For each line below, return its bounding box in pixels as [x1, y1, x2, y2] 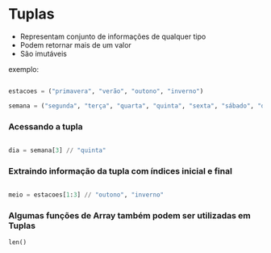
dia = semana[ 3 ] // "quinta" [8, 146, 106, 154]
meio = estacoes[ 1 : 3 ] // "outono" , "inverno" [8, 191, 164, 199]
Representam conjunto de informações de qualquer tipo [19, 32, 206, 41]
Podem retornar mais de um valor [19, 40, 131, 49]
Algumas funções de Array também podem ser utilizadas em [8, 209, 252, 221]
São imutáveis [19, 48, 67, 58]
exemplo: [8, 64, 39, 74]
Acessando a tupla [8, 120, 83, 132]
